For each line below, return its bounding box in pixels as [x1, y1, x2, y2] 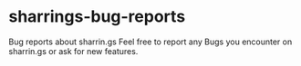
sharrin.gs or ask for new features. [8, 45, 139, 56]
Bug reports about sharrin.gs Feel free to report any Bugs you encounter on [8, 36, 293, 47]
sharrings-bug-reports [8, 6, 186, 27]
